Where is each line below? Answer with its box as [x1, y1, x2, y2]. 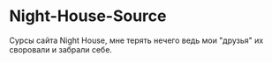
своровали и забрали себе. [9, 44, 113, 54]
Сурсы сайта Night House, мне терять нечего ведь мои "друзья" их [9, 35, 264, 45]
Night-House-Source [9, 6, 167, 26]
